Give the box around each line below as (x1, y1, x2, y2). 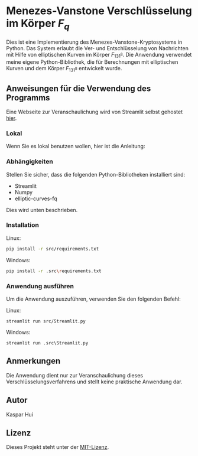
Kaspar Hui (6, 411, 34, 418)
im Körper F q (6, 17, 70, 32)
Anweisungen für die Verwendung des (6, 83, 151, 93)
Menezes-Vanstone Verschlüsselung (6, 4, 192, 18)
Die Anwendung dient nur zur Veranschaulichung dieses (6, 372, 144, 379)
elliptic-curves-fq (14, 195, 57, 202)
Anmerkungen (6, 356, 61, 366)
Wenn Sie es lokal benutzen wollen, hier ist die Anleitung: (6, 143, 145, 150)
